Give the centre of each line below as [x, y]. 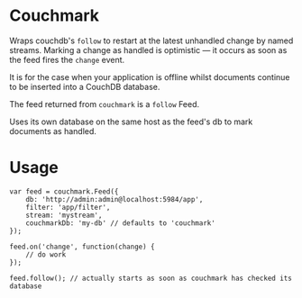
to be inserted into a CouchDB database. [85, 86]
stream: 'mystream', [64, 215]
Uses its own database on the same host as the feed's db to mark [131, 122]
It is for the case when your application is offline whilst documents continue [150, 77]
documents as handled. [53, 131]
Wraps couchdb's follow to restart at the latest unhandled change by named [151, 41]
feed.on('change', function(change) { [82, 247]
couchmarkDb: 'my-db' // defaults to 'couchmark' [121, 223]
